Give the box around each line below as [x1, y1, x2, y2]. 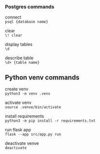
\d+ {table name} [5, 60, 40, 65]
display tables [5, 42, 33, 47]
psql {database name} [5, 19, 49, 25]
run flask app [5, 127, 31, 133]
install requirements [5, 113, 44, 119]
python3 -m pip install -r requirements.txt [5, 118, 96, 124]
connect [5, 14, 22, 20]
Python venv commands [5, 73, 80, 82]
